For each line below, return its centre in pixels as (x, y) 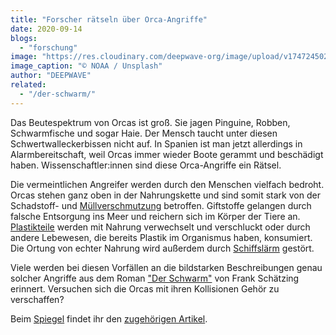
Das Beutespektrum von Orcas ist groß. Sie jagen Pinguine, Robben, (150, 122)
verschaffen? (37, 299)
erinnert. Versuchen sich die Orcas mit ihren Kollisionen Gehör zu (145, 288)
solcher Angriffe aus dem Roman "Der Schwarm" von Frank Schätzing (155, 278)
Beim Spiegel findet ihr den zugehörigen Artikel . (109, 318)
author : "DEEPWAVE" (51, 76)
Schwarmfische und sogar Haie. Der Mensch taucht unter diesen (144, 133)
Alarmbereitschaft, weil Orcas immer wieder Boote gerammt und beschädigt (167, 154)
